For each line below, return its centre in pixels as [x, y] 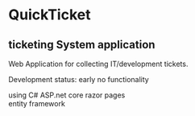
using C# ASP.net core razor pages [67, 95]
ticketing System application [82, 45]
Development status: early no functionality [79, 79]
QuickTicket [50, 15]
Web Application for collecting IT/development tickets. [98, 64]
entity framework [37, 104]
